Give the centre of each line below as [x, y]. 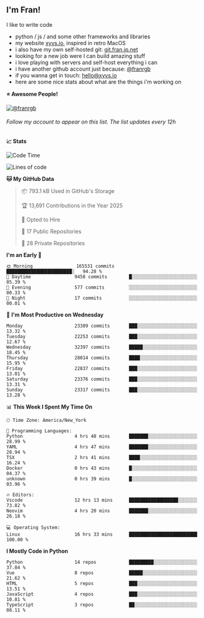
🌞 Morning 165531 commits [60, 266]
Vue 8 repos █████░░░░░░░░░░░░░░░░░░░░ [102, 573]
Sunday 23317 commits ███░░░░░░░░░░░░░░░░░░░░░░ [102, 390]
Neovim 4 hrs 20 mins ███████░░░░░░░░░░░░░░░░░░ [102, 511]
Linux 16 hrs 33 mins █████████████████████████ [102, 535]
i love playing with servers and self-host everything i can [86, 62]
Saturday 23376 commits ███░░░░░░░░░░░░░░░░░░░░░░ [102, 379]
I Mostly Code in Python [37, 551]
